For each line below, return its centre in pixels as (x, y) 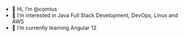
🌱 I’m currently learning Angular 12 (54, 28)
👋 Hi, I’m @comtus (35, 9)
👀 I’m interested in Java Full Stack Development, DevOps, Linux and (95, 15)
